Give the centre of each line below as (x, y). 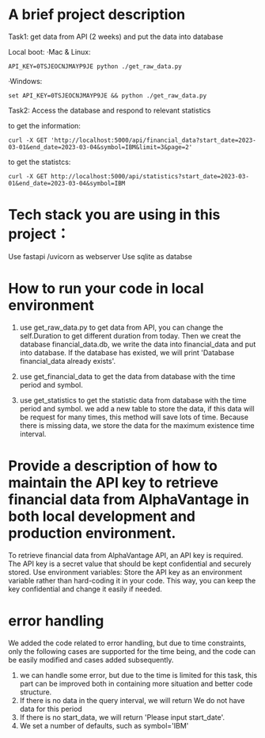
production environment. (92, 533)
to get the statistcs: (40, 162)
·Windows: (25, 81)
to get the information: (45, 125)
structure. (36, 692)
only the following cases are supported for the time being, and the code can (132, 651)
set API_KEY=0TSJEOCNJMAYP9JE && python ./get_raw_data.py (108, 96)
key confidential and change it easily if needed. (85, 589)
